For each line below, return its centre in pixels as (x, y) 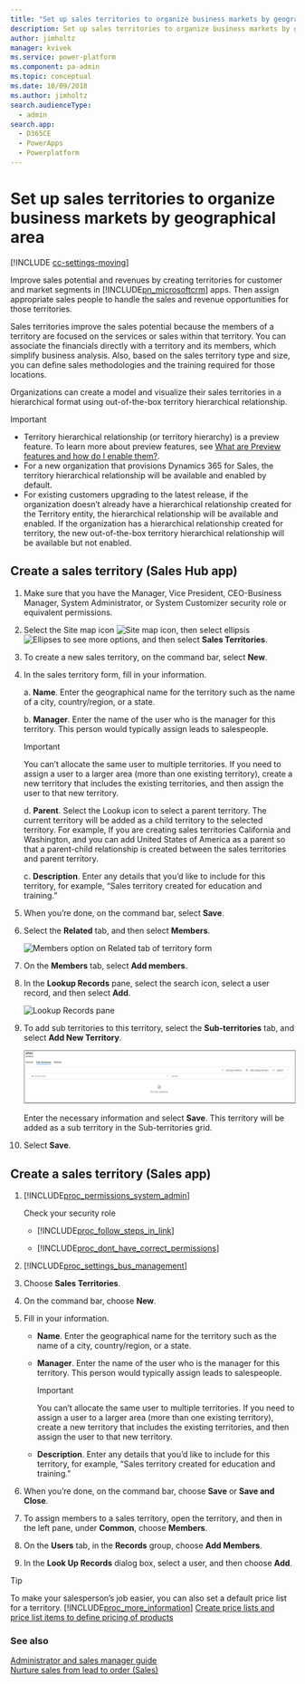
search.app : (33, 124)
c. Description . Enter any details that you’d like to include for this (144, 876)
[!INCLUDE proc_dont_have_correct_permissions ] (128, 1248)
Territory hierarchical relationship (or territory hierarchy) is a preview (151, 437)
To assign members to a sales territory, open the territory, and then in (153, 1518)
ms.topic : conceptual (51, 77)
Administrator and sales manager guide (84, 1660)
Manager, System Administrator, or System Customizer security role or (155, 602)
